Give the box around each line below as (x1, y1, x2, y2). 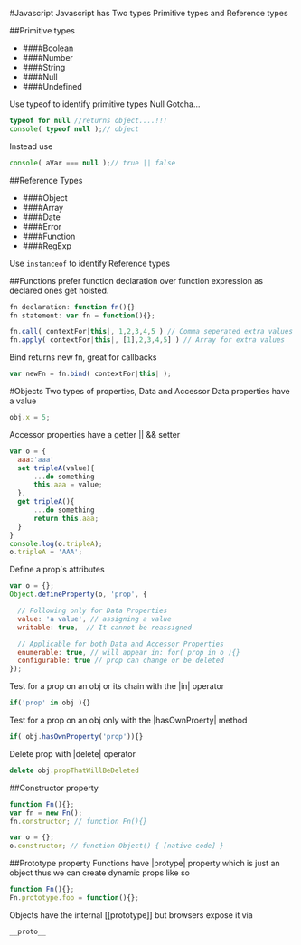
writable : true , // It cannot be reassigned (17, 623, 193, 632)
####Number (22, 52, 74, 62)
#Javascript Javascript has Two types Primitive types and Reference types (9, 8, 288, 18)
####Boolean (22, 43, 74, 53)
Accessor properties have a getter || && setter (9, 429, 181, 439)
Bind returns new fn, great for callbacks (9, 352, 157, 363)
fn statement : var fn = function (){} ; (9, 311, 155, 320)
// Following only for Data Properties (17, 606, 168, 615)
